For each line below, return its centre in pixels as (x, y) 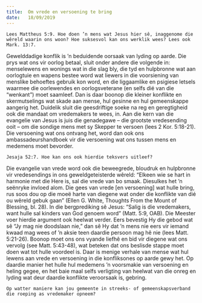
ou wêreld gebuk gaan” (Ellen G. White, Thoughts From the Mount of (92, 200)
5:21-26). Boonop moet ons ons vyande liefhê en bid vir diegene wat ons (97, 239)
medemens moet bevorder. (40, 146)
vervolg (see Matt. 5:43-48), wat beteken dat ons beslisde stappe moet (95, 245)
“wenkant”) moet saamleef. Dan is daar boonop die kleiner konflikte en (94, 94)
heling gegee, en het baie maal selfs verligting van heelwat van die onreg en (101, 271)
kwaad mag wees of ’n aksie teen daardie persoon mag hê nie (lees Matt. (97, 232)
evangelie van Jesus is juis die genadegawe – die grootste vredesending (97, 120)
